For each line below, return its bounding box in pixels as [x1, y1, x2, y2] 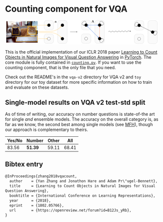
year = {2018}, [9, 198, 51, 203]
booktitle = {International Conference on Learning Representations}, [9, 193, 156, 198]
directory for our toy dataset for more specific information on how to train [5, 79, 152, 85]
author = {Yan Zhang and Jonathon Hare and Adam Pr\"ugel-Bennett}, [9, 179, 158, 184]
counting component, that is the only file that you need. [5, 64, 116, 70]
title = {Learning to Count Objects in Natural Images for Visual [9, 184, 156, 188]
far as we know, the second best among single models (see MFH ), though [5, 122, 153, 128]
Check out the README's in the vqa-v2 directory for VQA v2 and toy [5, 74, 141, 80]
